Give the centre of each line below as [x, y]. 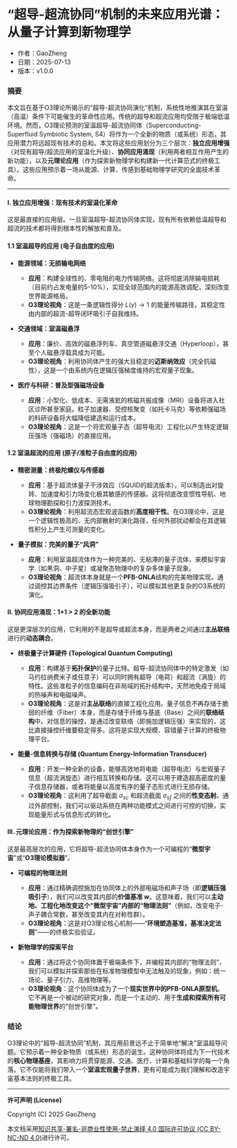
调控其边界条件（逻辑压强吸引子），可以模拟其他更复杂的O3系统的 [130, 586]
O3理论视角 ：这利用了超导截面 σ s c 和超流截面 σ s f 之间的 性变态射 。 [126, 796]
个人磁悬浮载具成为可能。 [72, 352]
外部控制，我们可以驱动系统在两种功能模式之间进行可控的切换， [127, 805]
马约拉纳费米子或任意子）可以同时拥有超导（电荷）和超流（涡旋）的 [127, 677]
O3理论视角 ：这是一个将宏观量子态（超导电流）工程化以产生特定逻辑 [128, 427]
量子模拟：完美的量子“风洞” [58, 544]
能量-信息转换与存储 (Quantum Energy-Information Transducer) [112, 754]
